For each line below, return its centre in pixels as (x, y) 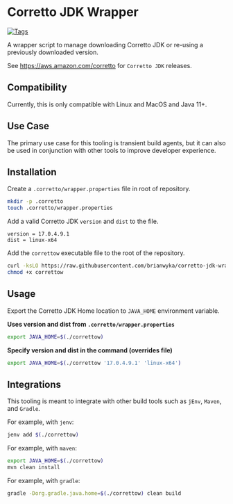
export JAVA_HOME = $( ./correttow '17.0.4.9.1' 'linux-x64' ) (94, 363)
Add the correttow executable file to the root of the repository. (96, 253)
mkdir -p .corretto (35, 202)
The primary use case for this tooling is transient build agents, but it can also (116, 143)
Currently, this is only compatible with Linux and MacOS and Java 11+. (107, 104)
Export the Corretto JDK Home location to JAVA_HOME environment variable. (113, 311)
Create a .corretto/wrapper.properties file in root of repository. (99, 189)
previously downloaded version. (53, 52)
